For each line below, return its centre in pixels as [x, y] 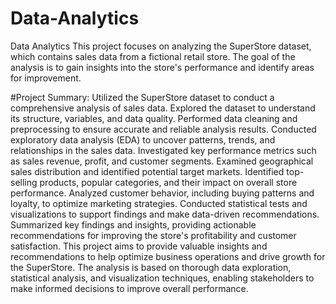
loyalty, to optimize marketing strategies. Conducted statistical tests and [159, 203]
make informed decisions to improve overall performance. [129, 288]
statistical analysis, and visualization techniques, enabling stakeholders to [162, 278]
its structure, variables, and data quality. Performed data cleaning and [154, 118]
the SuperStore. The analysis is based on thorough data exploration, [151, 267]
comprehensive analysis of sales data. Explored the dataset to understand [163, 108]
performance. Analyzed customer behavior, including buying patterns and [162, 193]
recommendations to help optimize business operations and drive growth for [168, 256]
